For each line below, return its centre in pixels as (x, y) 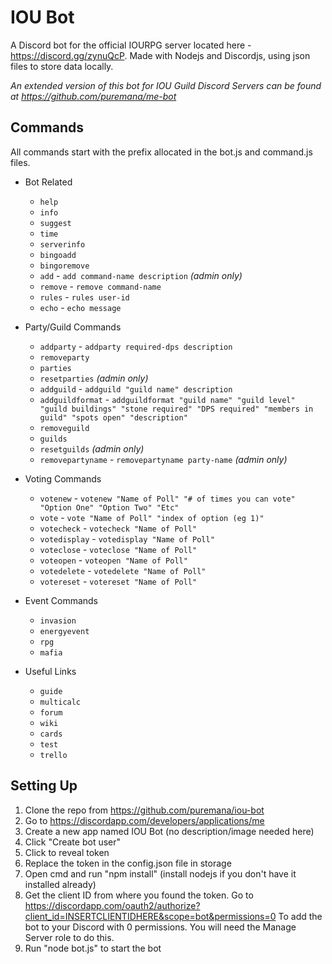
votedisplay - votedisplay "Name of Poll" (127, 538)
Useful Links (50, 671)
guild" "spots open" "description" (113, 417)
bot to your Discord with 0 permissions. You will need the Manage (160, 927)
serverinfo (62, 244)
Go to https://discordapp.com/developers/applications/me (144, 820)
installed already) (60, 884)
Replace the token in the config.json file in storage (128, 863)
